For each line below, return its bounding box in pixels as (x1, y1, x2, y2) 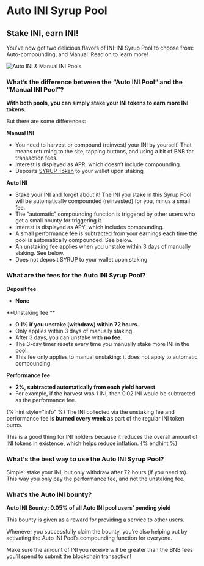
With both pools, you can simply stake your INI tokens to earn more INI (6, 99, 189, 107)
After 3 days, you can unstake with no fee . (15, 334, 122, 341)
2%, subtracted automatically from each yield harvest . (15, 383, 157, 391)
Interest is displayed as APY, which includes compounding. (15, 224, 164, 231)
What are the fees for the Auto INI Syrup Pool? (6, 271, 146, 280)
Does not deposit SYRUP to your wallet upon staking (15, 256, 148, 263)
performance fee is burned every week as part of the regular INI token (6, 414, 184, 422)
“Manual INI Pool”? (6, 85, 64, 94)
